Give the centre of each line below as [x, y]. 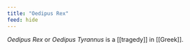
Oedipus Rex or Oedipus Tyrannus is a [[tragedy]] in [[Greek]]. [95, 39]
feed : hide [23, 20]
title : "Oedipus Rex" [38, 13]
